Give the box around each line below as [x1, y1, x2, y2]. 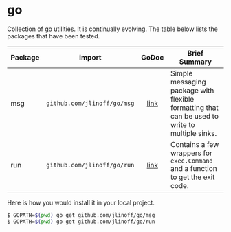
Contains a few [170, 139, 219, 149]
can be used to [170, 111, 219, 121]
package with [170, 85, 214, 95]
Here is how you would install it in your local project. [7, 198, 155, 207]
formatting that [170, 102, 219, 112]
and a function [170, 163, 218, 173]
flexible [170, 94, 195, 104]
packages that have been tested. [7, 32, 100, 40]
